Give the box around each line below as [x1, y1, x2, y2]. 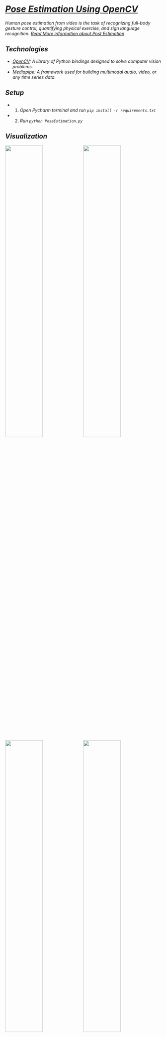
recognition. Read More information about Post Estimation [5, 30, 125, 36]
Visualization [5, 132, 48, 140]
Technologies [5, 45, 48, 53]
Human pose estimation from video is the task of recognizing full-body [5, 20, 151, 26]
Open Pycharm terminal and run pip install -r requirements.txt [19, 107, 157, 113]
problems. [12, 63, 33, 69]
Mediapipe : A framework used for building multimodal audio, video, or [12, 69, 157, 75]
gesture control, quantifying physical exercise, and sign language [5, 25, 140, 31]
